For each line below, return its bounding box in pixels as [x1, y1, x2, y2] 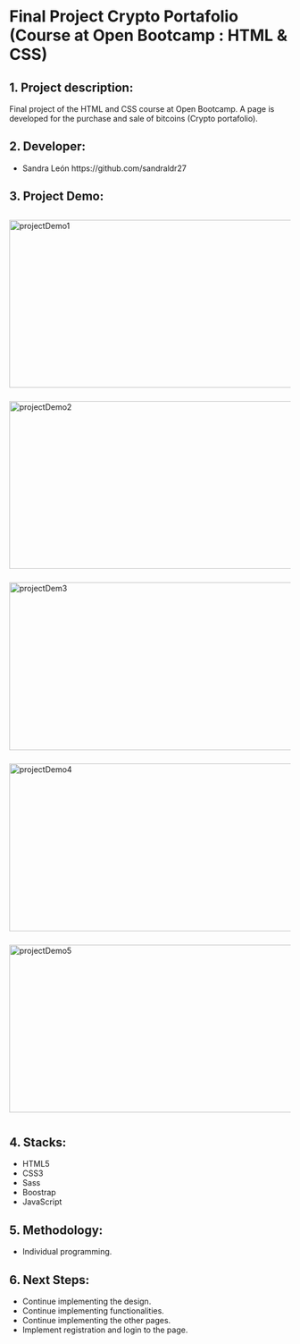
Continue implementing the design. [21, 1296, 152, 1307]
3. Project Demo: [9, 189, 104, 204]
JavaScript [21, 1196, 62, 1207]
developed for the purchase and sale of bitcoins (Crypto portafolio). [9, 114, 259, 123]
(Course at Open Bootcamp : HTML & [9, 25, 288, 46]
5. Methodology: [9, 1222, 104, 1238]
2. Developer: [9, 139, 87, 154]
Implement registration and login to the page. [21, 1324, 188, 1335]
